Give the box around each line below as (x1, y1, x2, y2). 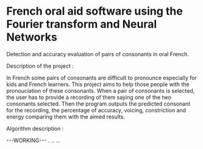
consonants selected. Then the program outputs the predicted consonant (6, 100, 191, 107)
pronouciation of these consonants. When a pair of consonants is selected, (6, 87, 195, 94)
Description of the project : (6, 62, 74, 70)
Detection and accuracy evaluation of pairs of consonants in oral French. (6, 50, 189, 57)
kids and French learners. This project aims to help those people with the (6, 81, 190, 88)
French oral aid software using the (6, 4, 183, 18)
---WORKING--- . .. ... (6, 136, 61, 144)
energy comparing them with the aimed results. (6, 113, 126, 120)
